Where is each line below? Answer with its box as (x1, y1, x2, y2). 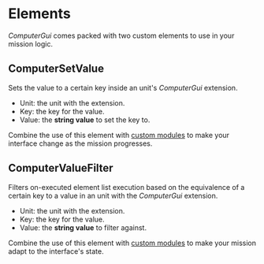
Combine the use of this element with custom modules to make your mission (8, 238, 257, 247)
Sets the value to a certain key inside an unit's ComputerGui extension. (8, 83, 238, 92)
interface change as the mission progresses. (8, 139, 153, 148)
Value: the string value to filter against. (19, 222, 147, 232)
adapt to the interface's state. (8, 246, 104, 256)
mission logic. (8, 39, 54, 48)
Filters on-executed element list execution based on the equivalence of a (8, 182, 245, 191)
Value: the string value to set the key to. (19, 115, 151, 125)
